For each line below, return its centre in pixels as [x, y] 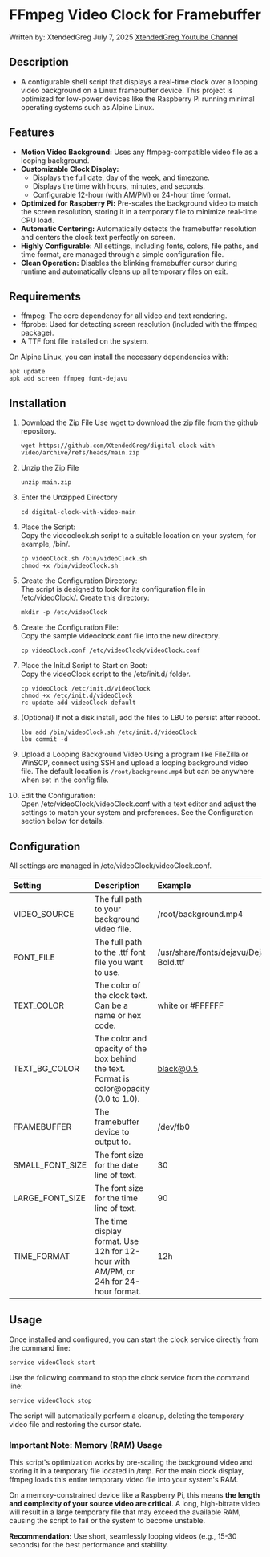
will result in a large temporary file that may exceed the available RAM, [125, 1512]
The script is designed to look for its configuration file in [113, 589]
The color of [117, 985]
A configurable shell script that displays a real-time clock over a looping [139, 81]
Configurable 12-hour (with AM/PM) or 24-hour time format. [131, 194]
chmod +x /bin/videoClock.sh [69, 566]
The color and [121, 1039]
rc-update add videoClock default [78, 703]
